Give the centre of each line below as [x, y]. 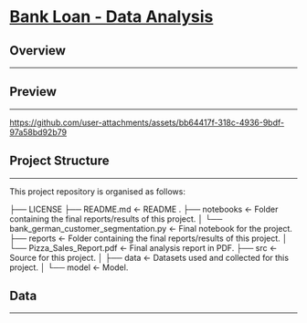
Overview [38, 51]
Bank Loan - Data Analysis [111, 17]
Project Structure [59, 161]
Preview [33, 92]
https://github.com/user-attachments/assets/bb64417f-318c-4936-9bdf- [147, 122]
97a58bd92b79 [38, 132]
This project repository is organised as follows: [97, 191]
